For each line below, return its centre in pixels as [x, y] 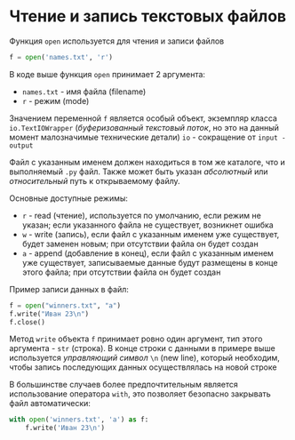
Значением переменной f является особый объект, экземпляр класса [144, 118]
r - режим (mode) [56, 100]
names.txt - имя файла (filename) [84, 92]
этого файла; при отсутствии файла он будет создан [121, 272]
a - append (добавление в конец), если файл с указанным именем [147, 253]
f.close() [28, 322]
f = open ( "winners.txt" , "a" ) [65, 305]
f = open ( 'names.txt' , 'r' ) [61, 57]
